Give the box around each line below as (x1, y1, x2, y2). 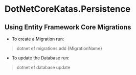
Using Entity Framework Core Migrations (4, 23, 132, 31)
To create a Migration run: (11, 36, 64, 42)
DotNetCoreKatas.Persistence (4, 3, 131, 15)
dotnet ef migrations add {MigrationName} (16, 46, 102, 51)
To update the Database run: (11, 55, 69, 61)
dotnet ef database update (16, 65, 70, 70)
